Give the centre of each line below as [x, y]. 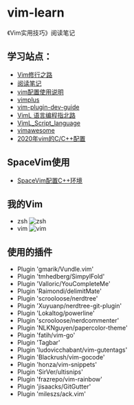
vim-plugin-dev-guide [48, 107]
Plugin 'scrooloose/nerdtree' [57, 299]
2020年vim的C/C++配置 [51, 138]
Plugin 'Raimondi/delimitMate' [59, 291]
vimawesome [36, 130]
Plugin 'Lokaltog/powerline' [56, 313]
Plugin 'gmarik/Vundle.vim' [55, 269]
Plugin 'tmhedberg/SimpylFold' [61, 276]
